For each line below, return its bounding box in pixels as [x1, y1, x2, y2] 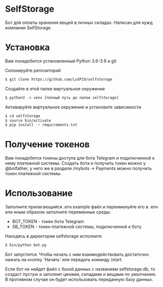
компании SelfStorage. [5, 24, 52, 30]
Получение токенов [5, 139, 90, 150]
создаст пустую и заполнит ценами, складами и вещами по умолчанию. [5, 271, 157, 277]
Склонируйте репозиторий [5, 67, 61, 73]
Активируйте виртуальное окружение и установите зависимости [5, 104, 142, 110]
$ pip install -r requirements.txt [5, 123, 78, 127]
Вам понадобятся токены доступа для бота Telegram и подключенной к [5, 155, 155, 161]
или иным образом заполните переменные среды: [5, 209, 111, 215]
